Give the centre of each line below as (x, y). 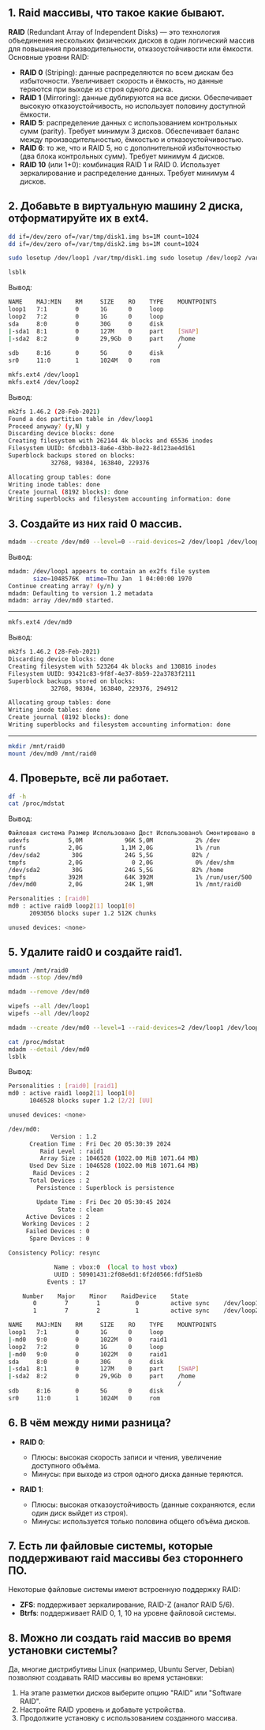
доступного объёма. (66, 1465)
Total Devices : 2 (59, 1181)
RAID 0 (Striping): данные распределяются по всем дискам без (127, 72)
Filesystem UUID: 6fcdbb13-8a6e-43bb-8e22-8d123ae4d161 (102, 449)
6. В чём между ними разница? (90, 1423)
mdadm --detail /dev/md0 (49, 1049)
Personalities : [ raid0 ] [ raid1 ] (63, 1086)
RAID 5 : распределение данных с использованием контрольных (129, 122)
